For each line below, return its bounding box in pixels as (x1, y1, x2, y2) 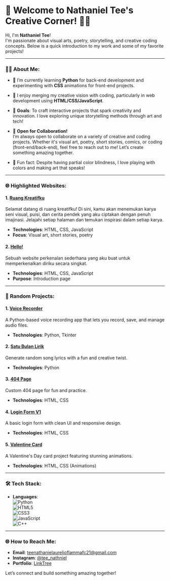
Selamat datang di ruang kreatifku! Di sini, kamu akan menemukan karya (5, 206, 156, 212)
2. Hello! (5, 243, 24, 250)
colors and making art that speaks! (12, 165, 85, 171)
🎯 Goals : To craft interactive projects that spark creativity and (12, 107, 142, 113)
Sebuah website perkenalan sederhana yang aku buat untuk (5, 255, 131, 261)
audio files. (5, 322, 28, 328)
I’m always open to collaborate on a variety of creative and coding (12, 134, 151, 140)
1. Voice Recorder (5, 305, 43, 312)
